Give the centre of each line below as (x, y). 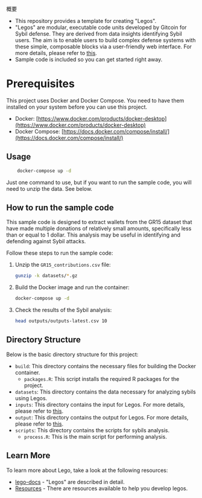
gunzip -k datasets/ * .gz (46, 276)
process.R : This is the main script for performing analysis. (95, 436)
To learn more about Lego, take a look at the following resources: (87, 470)
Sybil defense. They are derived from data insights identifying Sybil (98, 34)
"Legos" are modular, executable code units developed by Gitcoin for (101, 27)
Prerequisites (41, 84)
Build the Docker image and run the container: (72, 287)
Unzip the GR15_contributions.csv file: (63, 265)
